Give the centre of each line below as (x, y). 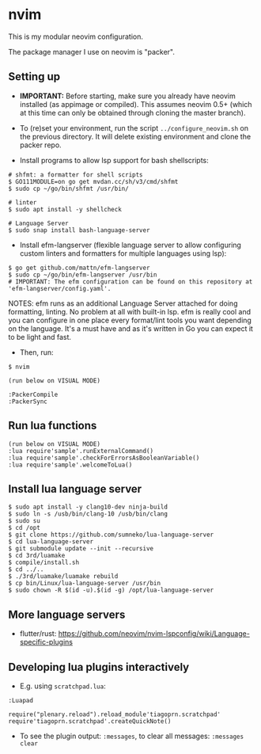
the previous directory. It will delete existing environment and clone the (135, 136)
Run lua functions (53, 426)
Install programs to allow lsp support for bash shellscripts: (114, 160)
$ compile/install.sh (44, 563)
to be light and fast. (40, 337)
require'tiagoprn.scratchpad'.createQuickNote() (90, 722)
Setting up (34, 77)
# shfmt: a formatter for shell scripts (76, 175)
